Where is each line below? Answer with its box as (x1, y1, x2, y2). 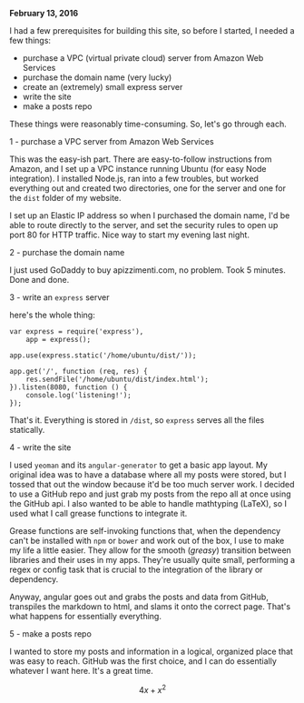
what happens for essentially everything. (9, 611, 162, 621)
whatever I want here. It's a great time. (9, 666, 153, 676)
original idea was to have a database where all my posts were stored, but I (9, 469, 287, 480)
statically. (9, 425, 45, 435)
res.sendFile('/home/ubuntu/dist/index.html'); (25, 375, 209, 384)
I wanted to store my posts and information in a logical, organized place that (9, 646, 293, 657)
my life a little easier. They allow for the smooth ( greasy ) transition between (9, 545, 292, 556)
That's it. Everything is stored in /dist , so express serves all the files (9, 415, 265, 426)
